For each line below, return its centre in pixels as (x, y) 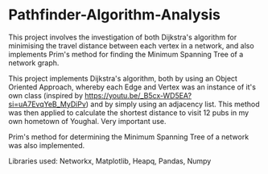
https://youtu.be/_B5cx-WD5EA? (138, 95)
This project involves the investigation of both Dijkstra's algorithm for (123, 37)
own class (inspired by (45, 95)
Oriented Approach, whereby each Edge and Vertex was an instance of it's (132, 87)
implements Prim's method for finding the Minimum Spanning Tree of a (126, 54)
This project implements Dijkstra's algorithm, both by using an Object (123, 78)
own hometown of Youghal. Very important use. (87, 121)
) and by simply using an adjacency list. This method (173, 104)
